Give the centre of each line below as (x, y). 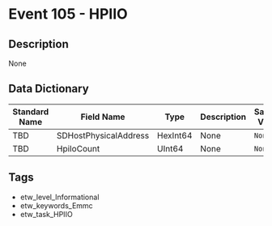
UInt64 (170, 148)
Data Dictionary (49, 89)
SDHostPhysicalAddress (103, 135)
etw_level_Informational (59, 197)
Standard (31, 112)
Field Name (103, 117)
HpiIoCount (78, 148)
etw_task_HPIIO (46, 214)
